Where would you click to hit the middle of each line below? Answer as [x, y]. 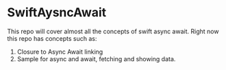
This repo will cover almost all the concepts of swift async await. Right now [113, 31]
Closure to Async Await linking [60, 52]
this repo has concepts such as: [52, 38]
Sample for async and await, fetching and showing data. [96, 58]
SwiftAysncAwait [57, 13]
